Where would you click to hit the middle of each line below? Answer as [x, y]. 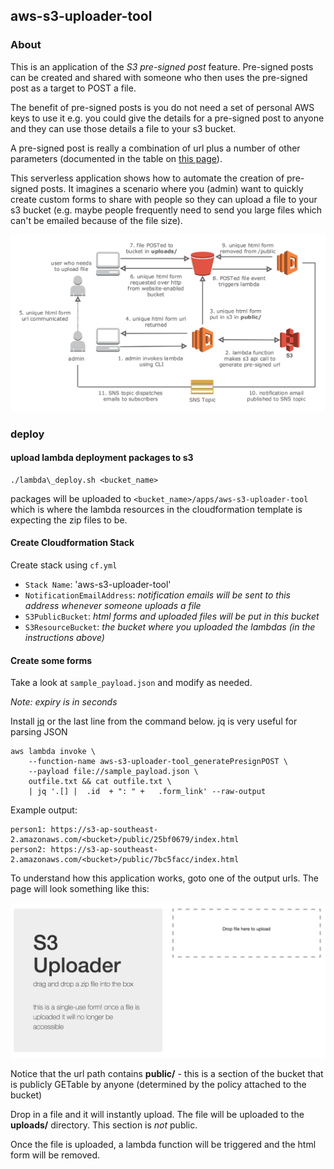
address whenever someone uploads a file [113, 606]
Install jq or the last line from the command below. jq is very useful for [154, 721]
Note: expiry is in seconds [64, 702]
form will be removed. [55, 1155]
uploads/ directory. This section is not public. [104, 1125]
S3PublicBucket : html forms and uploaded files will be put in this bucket [172, 616]
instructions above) [64, 638]
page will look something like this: [80, 889]
